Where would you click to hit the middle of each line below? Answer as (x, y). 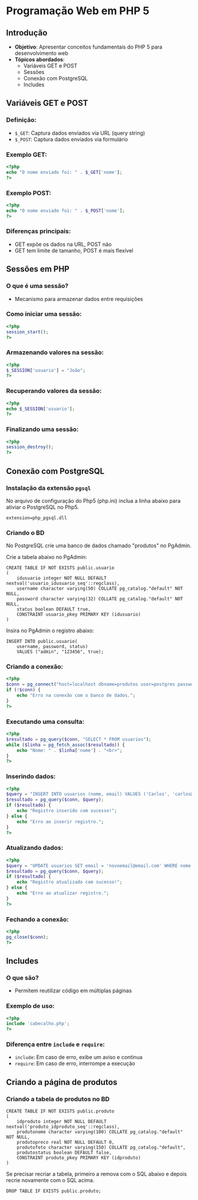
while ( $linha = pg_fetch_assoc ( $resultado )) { (66, 745)
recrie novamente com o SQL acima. (50, 1180)
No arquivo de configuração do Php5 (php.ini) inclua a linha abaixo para (93, 500)
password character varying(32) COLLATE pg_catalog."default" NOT (100, 599)
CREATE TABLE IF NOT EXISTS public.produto (60, 1111)
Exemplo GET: (27, 154)
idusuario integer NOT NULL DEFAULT (62, 578)
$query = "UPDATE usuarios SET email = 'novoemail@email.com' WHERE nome (99, 866)
